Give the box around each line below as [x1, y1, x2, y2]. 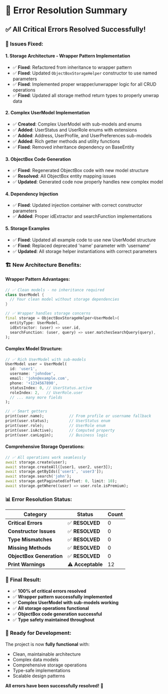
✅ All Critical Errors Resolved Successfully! [5, 25, 146, 34]
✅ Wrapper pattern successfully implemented [12, 593, 113, 600]
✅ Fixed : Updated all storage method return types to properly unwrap [12, 92, 159, 98]
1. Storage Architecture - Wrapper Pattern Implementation [5, 53, 131, 59]
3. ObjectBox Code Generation [5, 156, 71, 162]
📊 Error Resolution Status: [5, 495, 72, 503]
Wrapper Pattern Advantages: [5, 276, 70, 282]
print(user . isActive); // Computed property [5, 428, 115, 433]
